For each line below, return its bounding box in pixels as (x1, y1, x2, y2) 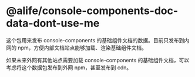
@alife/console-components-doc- (6, 4, 179, 18)
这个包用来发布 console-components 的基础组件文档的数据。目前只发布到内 (6, 36, 190, 43)
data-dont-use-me (6, 16, 100, 30)
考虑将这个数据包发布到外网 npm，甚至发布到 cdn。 (6, 63, 132, 71)
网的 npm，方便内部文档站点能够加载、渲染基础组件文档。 (6, 44, 147, 51)
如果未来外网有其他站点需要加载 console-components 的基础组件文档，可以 (6, 56, 190, 63)
